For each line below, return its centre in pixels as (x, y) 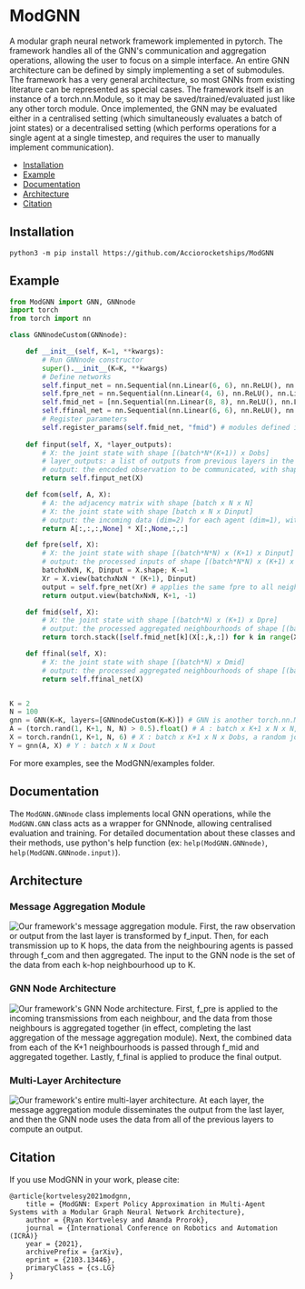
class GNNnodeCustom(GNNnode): (69, 335)
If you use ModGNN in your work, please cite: (94, 1179)
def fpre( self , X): (63, 545)
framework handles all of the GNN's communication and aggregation (138, 50)
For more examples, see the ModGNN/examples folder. (112, 763)
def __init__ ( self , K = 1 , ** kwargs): (95, 352)
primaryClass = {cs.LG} (71, 1268)
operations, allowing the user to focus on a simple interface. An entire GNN (150, 60)
